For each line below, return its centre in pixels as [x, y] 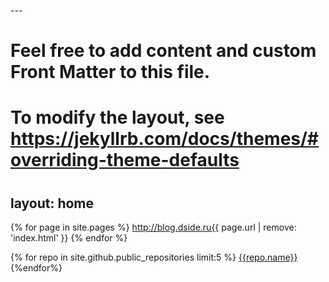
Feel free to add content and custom [163, 51]
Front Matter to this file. [110, 72]
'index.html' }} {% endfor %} [69, 237]
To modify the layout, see [117, 117]
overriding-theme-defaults [125, 160]
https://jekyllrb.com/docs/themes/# [165, 139]
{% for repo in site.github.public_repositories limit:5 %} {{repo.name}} [154, 257]
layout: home [52, 203]
